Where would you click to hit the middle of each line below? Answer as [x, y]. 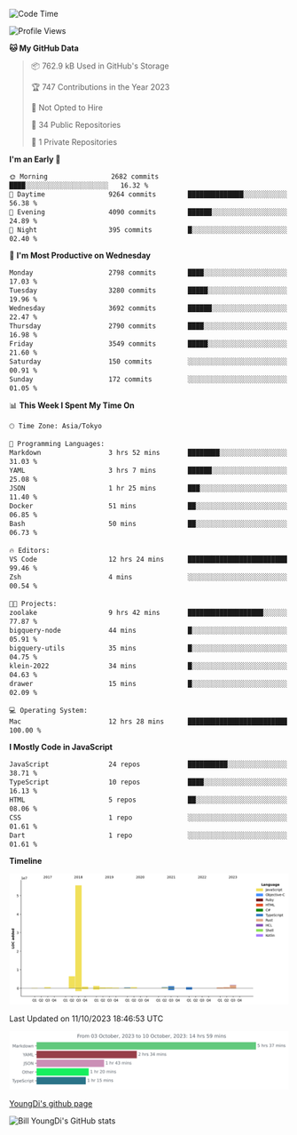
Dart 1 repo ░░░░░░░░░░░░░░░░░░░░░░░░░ [148, 835]
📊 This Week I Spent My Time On [72, 405]
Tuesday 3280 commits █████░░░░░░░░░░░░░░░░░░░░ [148, 291]
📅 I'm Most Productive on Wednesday [80, 255]
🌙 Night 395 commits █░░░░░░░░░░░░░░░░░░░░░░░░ [148, 230]
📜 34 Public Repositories [76, 125]
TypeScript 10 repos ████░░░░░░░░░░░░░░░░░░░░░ [148, 782]
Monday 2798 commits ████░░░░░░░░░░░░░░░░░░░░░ [148, 273]
